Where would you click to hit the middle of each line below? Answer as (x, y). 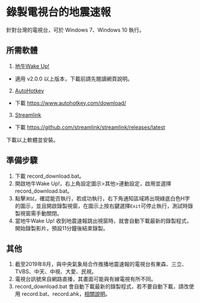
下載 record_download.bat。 (50, 176)
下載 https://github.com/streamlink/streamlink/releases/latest (90, 127)
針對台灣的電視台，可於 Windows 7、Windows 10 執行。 (76, 30)
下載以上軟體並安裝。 (32, 140)
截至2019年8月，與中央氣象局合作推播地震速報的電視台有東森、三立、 (101, 264)
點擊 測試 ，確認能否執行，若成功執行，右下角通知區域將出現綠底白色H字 (102, 198)
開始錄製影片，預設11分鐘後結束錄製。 (61, 228)
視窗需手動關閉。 (41, 213)
